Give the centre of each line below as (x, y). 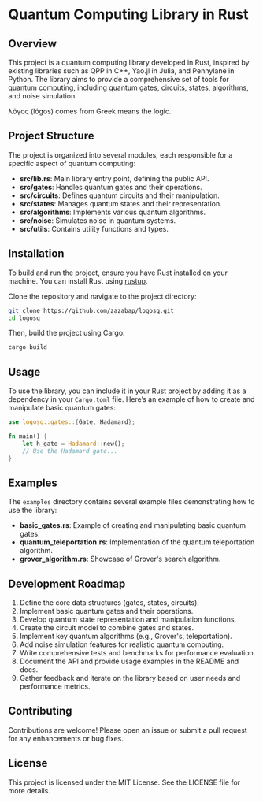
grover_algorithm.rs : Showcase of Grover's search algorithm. (120, 559)
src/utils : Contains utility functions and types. (94, 228)
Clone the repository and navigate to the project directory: (102, 296)
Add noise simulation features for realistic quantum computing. (122, 644)
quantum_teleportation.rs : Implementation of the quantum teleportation (137, 542)
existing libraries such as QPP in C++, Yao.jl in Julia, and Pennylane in (121, 71)
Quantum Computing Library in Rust (128, 15)
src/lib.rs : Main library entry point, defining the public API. (114, 178)
